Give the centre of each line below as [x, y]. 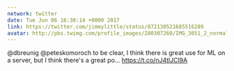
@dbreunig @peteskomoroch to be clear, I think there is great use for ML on [116, 53]
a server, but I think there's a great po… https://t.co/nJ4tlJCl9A [97, 61]
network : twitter [32, 14]
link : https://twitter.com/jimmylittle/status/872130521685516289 [106, 26]
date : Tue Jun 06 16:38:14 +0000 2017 [63, 20]
